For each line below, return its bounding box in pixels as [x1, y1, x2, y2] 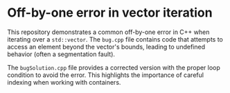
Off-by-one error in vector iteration [7, 5, 213, 21]
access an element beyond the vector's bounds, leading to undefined [7, 42, 206, 51]
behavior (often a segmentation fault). [7, 50, 116, 58]
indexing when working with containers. [7, 78, 121, 86]
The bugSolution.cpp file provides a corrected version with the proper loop [7, 63, 220, 71]
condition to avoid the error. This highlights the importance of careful [7, 71, 204, 79]
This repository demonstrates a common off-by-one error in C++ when [7, 28, 210, 36]
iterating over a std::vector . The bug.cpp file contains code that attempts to [7, 35, 224, 43]
